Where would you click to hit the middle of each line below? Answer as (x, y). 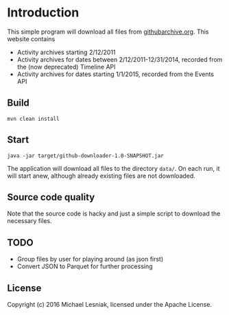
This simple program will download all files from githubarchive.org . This (108, 32)
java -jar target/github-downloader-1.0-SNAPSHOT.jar (86, 156)
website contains (31, 38)
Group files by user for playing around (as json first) (90, 259)
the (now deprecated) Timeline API (66, 67)
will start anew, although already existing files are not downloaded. (101, 176)
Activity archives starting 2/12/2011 (66, 52)
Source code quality (51, 197)
